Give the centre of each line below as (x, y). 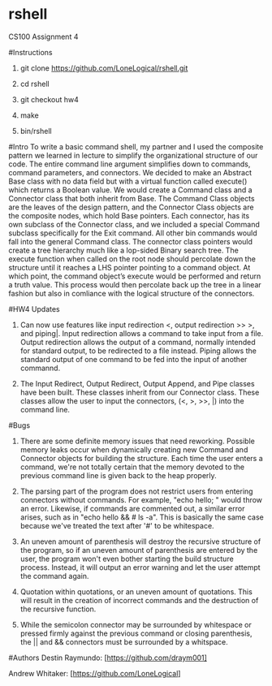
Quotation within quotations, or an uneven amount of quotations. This (136, 591)
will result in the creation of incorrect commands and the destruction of (139, 600)
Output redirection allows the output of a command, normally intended (138, 342)
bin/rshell (36, 131)
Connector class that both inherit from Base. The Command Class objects (132, 198)
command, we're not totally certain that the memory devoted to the (132, 467)
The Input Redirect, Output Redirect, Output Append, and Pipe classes (137, 383)
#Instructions (30, 52)
